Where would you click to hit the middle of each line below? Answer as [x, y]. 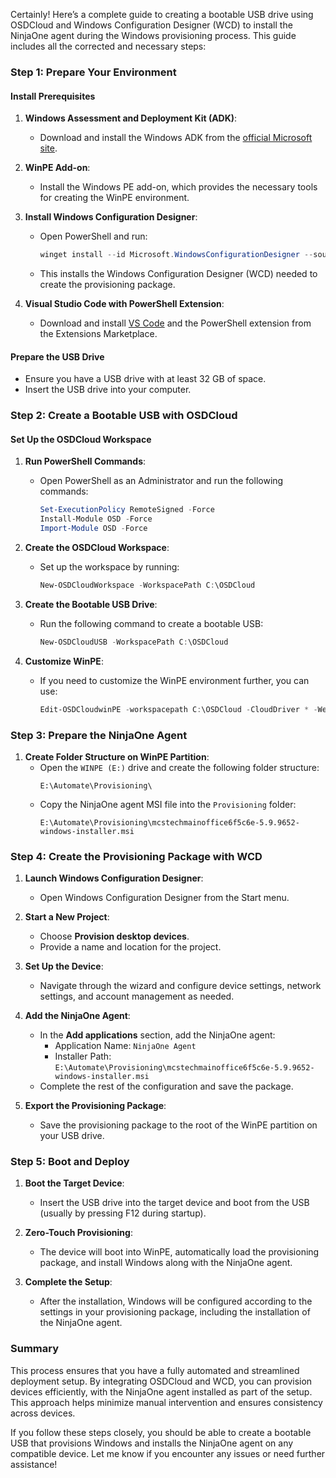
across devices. [43, 1413]
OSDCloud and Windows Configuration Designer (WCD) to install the [151, 25]
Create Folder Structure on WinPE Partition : [117, 756]
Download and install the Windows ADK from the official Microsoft [176, 138]
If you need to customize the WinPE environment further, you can [174, 680]
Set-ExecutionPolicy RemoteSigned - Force [127, 510]
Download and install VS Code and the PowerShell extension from [175, 323]
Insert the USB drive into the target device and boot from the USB [174, 1203]
